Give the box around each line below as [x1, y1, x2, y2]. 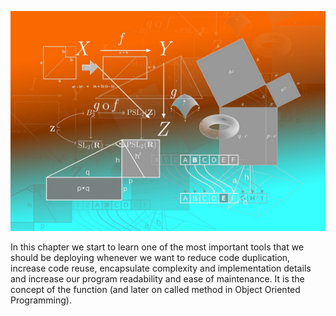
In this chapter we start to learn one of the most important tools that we [10, 241, 305, 253]
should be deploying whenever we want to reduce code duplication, [10, 252, 291, 264]
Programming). [10, 294, 73, 306]
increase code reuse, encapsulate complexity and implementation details [10, 262, 312, 275]
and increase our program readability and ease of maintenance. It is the [10, 273, 305, 285]
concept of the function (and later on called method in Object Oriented [10, 284, 301, 296]
